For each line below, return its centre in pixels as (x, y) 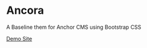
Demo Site (19, 38)
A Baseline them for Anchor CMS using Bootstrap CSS (74, 27)
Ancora (25, 10)
